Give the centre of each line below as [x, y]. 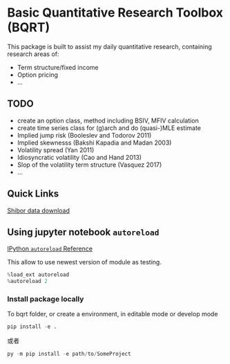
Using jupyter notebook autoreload [83, 232]
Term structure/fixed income [58, 67]
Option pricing [38, 75]
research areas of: [33, 54]
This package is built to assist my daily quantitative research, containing [109, 46]
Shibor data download [39, 210]
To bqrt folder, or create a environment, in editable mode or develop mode [113, 314]
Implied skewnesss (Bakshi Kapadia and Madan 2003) [94, 143]
